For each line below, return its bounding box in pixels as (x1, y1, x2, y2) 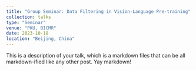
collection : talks (6, 14, 51, 20)
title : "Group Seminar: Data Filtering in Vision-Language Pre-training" (6, 8, 191, 15)
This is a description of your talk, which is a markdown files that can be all (6, 52, 185, 59)
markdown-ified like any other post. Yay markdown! (6, 58, 131, 65)
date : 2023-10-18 (6, 31, 49, 36)
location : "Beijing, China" (6, 36, 75, 42)
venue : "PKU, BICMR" (6, 25, 57, 31)
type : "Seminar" (6, 19, 46, 25)
